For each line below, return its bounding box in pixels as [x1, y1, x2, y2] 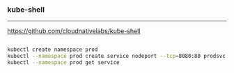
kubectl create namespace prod [7, 46, 98, 53]
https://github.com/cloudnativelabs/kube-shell [7, 27, 141, 35]
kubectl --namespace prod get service [7, 59, 120, 66]
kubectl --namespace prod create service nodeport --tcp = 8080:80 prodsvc [7, 53, 226, 60]
